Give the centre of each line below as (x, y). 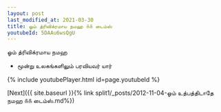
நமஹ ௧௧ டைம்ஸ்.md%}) (41, 101)
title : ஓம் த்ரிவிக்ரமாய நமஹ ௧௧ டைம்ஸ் (60, 26)
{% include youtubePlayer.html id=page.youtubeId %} (84, 80)
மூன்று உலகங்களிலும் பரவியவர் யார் (64, 66)
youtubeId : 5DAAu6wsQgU (41, 33)
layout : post (26, 13)
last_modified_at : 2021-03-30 (51, 20)
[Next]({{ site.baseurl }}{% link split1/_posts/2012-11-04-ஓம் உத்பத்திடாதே (110, 93)
